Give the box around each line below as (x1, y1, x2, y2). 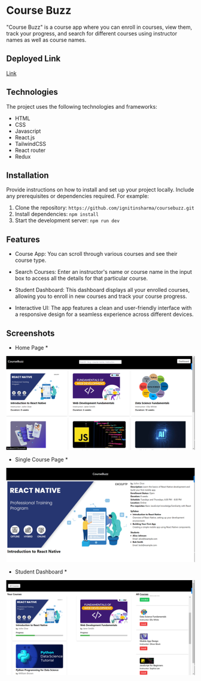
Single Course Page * (14, 456, 68, 463)
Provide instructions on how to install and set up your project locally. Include (6, 186, 194, 193)
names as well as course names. (6, 36, 87, 43)
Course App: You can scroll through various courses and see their (14, 250, 178, 258)
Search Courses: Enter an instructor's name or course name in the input (14, 268, 193, 276)
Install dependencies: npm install (14, 211, 99, 218)
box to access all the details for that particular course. (14, 274, 148, 282)
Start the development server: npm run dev (14, 217, 120, 224)
